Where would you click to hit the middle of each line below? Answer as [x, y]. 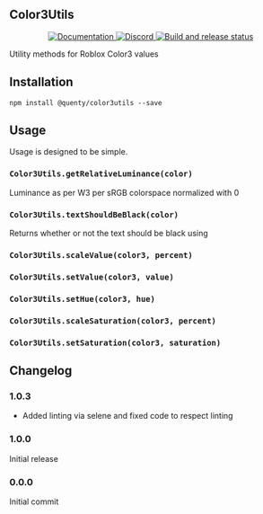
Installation [41, 82]
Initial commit [34, 501]
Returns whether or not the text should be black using [109, 234]
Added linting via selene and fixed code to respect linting [127, 416]
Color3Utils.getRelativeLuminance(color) [101, 174]
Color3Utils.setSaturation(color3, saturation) [115, 342]
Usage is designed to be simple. [69, 152]
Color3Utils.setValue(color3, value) [92, 277]
